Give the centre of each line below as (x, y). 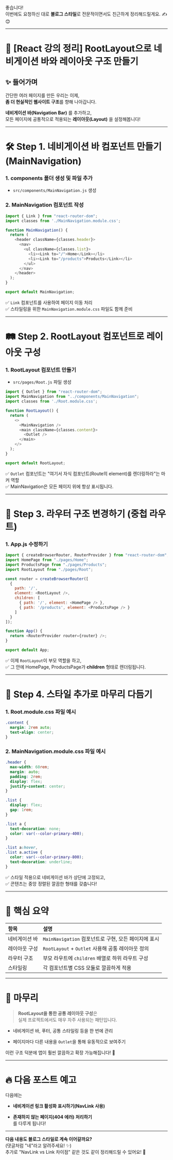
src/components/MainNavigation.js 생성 (55, 190)
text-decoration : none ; (35, 829)
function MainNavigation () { (37, 230)
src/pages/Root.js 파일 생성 (42, 382)
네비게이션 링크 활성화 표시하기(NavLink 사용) (59, 1106)
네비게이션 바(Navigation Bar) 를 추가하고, (48, 113)
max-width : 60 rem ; (30, 767)
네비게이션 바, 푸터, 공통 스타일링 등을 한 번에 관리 (63, 1030)
